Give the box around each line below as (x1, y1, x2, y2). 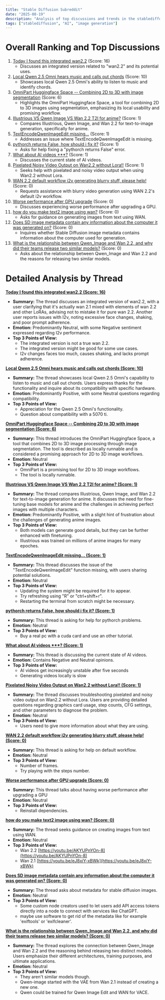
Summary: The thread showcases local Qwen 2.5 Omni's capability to (12, 375, 155, 381)
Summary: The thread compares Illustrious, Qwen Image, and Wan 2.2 (12, 491, 156, 497)
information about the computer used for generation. (20, 235, 127, 241)
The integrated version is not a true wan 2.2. (20, 340, 110, 346)
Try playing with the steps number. (20, 768, 90, 774)
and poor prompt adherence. (12, 319, 71, 326)
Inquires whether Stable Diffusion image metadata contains (20, 230, 140, 236)
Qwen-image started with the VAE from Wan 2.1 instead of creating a (20, 979, 159, 985)
